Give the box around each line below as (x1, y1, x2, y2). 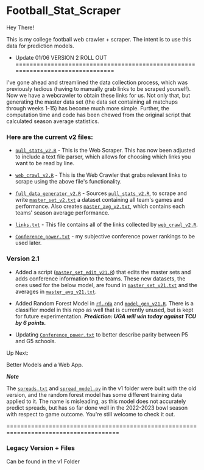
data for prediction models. (6, 42, 74, 49)
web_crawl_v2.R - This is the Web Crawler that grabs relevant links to (15, 171, 188, 179)
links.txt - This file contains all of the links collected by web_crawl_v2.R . (15, 221, 198, 229)
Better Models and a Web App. (6, 361, 83, 368)
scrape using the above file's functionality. (15, 178, 122, 185)
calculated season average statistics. (6, 117, 99, 125)
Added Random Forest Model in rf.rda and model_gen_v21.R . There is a (15, 299, 194, 307)
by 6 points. (15, 319, 46, 326)
